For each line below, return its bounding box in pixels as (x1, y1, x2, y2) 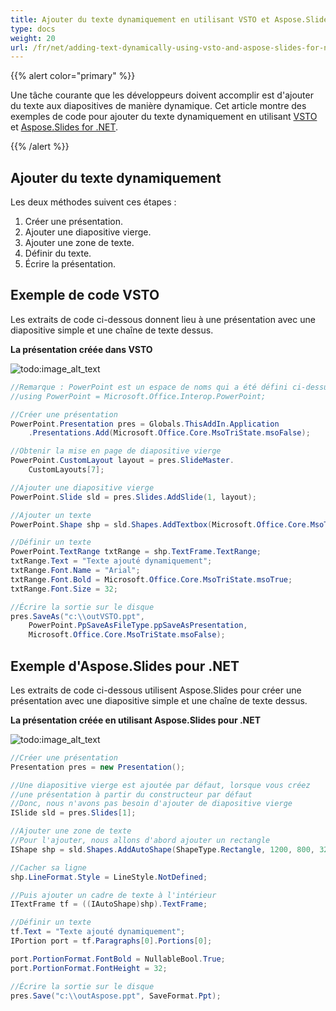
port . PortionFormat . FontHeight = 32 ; (10, 963, 168, 973)
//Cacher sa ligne (10, 862, 87, 873)
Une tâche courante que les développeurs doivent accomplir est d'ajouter (10, 89, 314, 101)
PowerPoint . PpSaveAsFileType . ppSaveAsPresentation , (28, 621, 248, 631)
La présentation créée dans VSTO (10, 343, 153, 355)
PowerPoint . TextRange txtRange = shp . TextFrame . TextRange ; (10, 547, 262, 557)
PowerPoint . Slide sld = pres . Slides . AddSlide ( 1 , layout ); (10, 492, 257, 502)
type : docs (10, 24, 56, 34)
